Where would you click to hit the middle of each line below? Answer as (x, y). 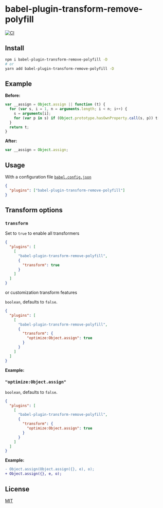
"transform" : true (41, 265)
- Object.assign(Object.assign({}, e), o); (50, 469)
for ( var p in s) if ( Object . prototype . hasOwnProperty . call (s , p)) (83, 118)
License (17, 489)
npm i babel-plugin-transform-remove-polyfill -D (56, 60)
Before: (13, 96)
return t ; (19, 127)
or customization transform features (41, 293)
